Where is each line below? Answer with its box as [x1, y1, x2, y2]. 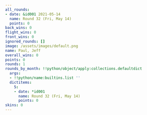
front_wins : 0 [5, 35, 35, 40]
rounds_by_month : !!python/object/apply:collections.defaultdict [5, 67, 142, 71]
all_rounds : [5, 7, 30, 12]
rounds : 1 [5, 62, 26, 67]
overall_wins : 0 [5, 52, 38, 58]
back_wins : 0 [5, 25, 32, 30]
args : [9, 71, 21, 76]
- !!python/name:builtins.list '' [9, 75, 80, 80]
